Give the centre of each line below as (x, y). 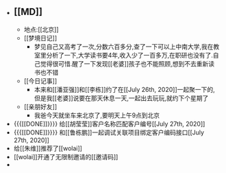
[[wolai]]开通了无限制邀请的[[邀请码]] (66, 157)
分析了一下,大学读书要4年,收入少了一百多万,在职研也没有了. (130, 55)
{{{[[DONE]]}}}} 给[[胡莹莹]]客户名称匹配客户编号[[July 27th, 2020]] (109, 124)
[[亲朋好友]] (40, 106)
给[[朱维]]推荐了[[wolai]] (48, 148)
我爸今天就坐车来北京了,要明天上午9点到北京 (97, 115)
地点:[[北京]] (41, 29)
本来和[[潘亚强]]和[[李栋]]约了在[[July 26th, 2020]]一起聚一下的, (125, 89)
